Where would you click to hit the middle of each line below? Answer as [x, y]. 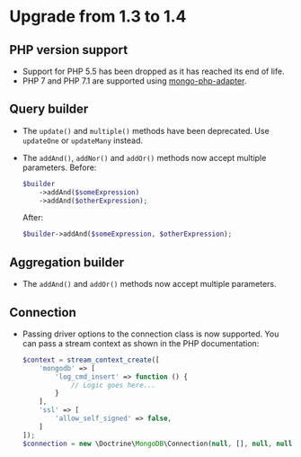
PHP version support [69, 50]
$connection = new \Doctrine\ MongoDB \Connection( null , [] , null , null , [159, 444]
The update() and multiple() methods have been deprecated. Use [146, 130]
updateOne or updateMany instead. [83, 140]
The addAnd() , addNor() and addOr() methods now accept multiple [144, 157]
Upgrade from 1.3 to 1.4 [98, 17]
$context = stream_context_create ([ [91, 360]
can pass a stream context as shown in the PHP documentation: [141, 343]
